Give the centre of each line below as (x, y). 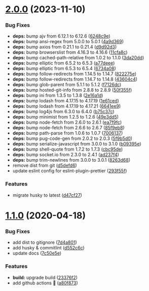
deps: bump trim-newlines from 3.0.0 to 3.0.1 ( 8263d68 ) (71, 160)
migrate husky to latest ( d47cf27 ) (47, 195)
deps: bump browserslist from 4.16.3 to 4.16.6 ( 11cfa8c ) (70, 52)
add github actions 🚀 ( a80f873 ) (45, 283)
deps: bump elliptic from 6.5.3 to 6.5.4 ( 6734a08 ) (64, 68)
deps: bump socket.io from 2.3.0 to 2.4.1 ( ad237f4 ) (66, 155)
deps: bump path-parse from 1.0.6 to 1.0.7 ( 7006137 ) (68, 133)
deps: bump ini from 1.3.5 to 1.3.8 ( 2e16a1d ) (58, 95)
